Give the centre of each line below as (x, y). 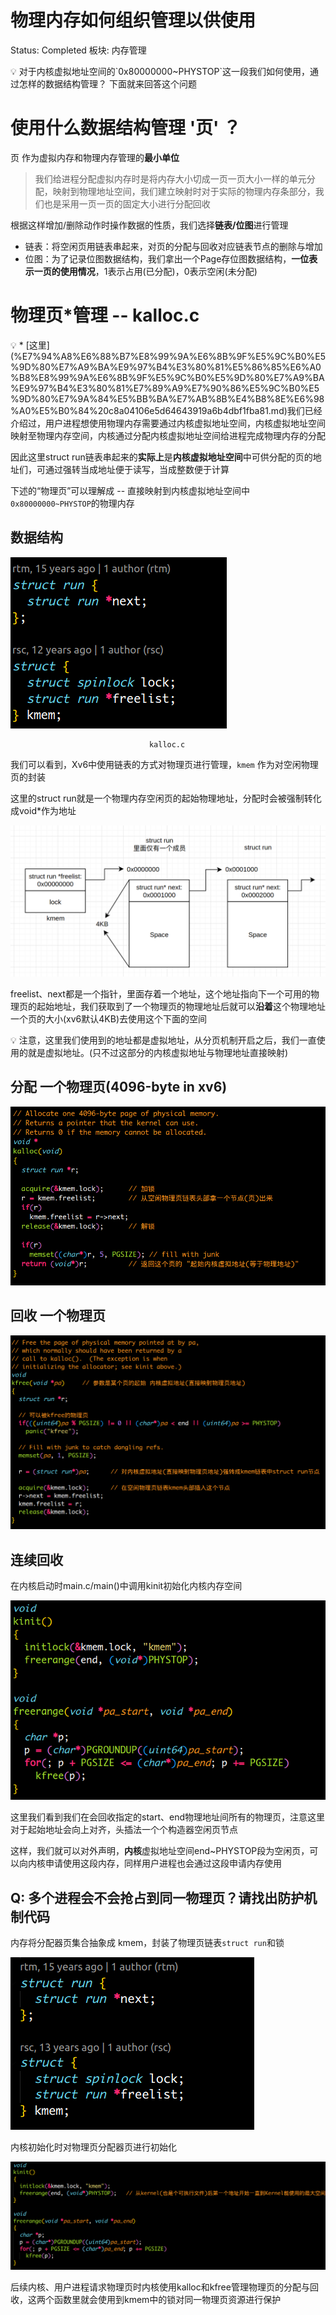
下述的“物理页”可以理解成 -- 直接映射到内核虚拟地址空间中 (130, 490)
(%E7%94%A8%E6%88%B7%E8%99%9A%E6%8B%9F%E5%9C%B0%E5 (168, 356)
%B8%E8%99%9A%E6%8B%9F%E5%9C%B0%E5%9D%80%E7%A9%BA (167, 377)
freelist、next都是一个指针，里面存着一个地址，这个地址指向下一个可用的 (160, 993)
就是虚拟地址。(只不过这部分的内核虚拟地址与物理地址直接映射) (158, 1052)
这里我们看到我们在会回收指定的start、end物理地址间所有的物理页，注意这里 (167, 1817)
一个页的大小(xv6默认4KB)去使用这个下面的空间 (109, 1018)
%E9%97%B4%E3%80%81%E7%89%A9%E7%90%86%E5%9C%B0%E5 (165, 388)
